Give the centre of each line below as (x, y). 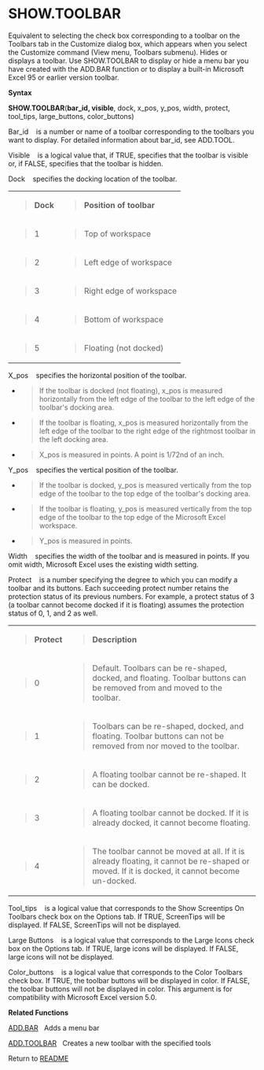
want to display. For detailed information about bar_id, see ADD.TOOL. (121, 139)
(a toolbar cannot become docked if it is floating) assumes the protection (126, 604)
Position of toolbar (119, 205)
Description (115, 639)
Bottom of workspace (123, 319)
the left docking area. (73, 439)
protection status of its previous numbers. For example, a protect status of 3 (132, 596)
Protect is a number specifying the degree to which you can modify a (123, 579)
